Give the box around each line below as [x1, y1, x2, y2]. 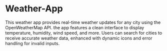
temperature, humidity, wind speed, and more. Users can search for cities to [5, 30, 162, 36]
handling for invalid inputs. [5, 40, 60, 46]
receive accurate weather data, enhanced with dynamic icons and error [5, 35, 152, 41]
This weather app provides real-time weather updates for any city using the [5, 19, 161, 25]
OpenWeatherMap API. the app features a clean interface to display [5, 24, 144, 30]
